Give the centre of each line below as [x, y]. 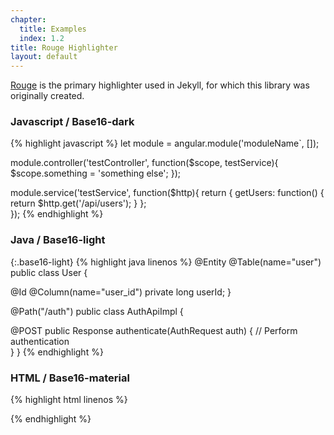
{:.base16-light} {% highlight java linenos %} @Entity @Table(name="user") [166, 262]
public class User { [49, 272]
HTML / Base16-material [70, 378]
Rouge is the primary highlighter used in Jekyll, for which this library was [160, 85]
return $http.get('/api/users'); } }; [78, 203]
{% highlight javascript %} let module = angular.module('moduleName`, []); [165, 143]
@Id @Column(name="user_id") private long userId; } [121, 292]
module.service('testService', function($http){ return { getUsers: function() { [167, 193]
